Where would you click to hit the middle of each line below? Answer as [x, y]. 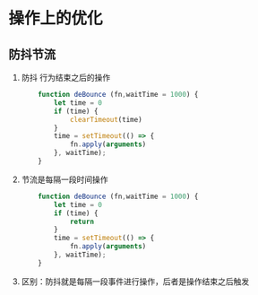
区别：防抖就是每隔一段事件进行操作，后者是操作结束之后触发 [135, 281]
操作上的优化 [56, 18]
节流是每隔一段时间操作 [64, 179]
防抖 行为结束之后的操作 [66, 78]
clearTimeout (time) [106, 119]
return [82, 221]
